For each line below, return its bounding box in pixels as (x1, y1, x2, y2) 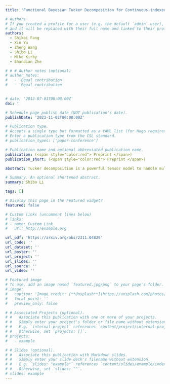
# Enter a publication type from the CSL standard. (5, 133, 116, 138)
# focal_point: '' (5, 296, 49, 301)
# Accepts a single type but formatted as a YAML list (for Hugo (5, 129, 146, 134)
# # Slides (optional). (5, 347, 56, 353)
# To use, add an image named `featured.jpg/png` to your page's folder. (5, 282, 164, 287)
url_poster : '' (5, 249, 37, 254)
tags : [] (5, 189, 24, 194)
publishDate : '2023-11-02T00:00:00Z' (5, 115, 85, 120)
